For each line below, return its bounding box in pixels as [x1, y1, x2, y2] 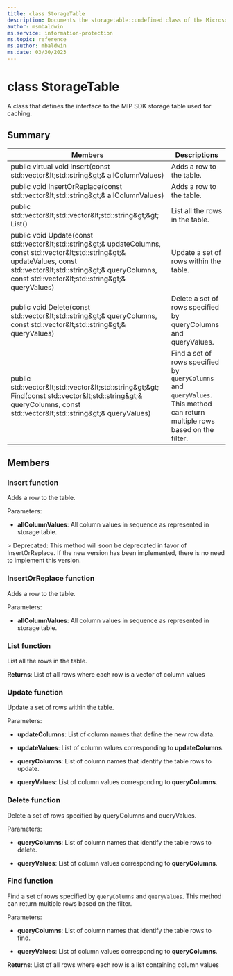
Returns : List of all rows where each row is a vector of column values [7, 670, 206, 678]
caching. [7, 109, 33, 117]
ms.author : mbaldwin [7, 42, 67, 49]
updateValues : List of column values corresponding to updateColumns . [17, 744, 224, 752]
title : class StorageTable [7, 10, 85, 17]
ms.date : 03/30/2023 [7, 49, 67, 56]
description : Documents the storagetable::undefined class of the [7, 17, 203, 24]
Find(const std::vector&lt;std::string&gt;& [10, 390, 143, 400]
